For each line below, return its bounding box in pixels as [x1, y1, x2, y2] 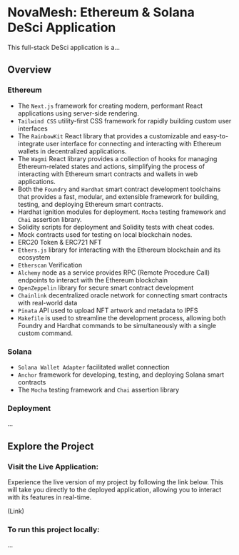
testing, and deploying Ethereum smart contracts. [17, 200, 163, 208]
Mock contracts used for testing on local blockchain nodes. [17, 230, 193, 239]
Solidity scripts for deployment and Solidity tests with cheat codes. [17, 223, 215, 231]
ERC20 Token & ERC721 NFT [17, 238, 102, 246]
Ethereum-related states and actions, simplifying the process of [17, 162, 205, 170]
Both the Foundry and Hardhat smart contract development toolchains [17, 185, 221, 193]
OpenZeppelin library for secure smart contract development [17, 283, 194, 292]
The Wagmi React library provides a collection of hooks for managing [17, 154, 218, 163]
